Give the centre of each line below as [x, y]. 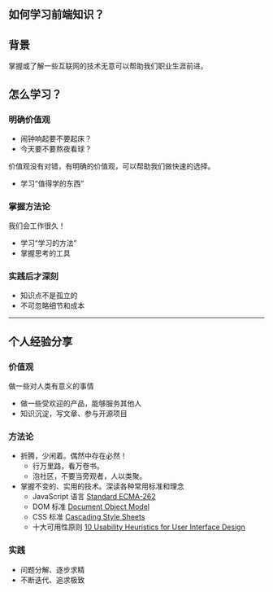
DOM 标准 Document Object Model [91, 506]
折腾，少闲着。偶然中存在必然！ [74, 456]
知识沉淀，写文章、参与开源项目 [74, 414]
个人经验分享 [41, 342]
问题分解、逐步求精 [52, 569]
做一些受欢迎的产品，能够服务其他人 [81, 403]
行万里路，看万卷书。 [68, 466]
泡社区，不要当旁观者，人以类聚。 [89, 476]
